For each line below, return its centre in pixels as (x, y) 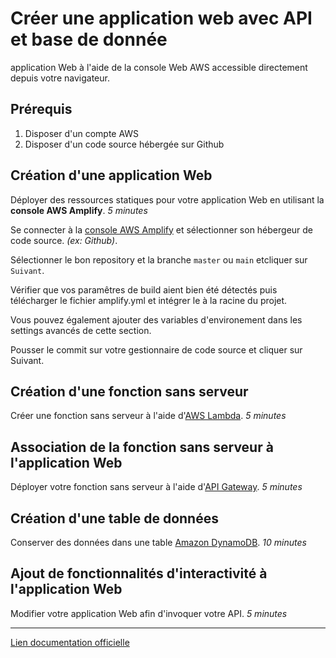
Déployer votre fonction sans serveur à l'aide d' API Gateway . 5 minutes (156, 487)
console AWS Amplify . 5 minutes (79, 210)
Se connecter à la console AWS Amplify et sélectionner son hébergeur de (162, 229)
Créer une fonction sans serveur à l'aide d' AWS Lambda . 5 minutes (148, 416)
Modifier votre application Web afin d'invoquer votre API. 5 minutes (149, 613)
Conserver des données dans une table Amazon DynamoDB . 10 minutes (158, 542)
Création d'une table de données (114, 518)
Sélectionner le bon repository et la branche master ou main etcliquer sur (159, 259)
